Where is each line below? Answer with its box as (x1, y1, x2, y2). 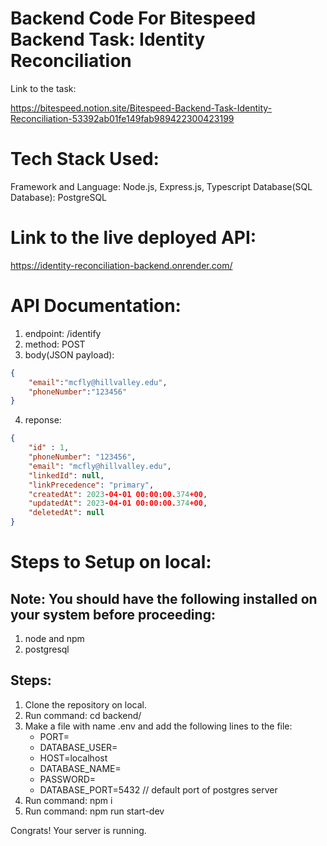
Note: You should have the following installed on (10, 590, 318, 607)
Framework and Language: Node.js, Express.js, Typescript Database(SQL (10, 180, 313, 192)
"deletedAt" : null (28, 508, 105, 518)
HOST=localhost (39, 752, 108, 764)
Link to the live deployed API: (10, 227, 257, 249)
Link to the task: (10, 82, 77, 94)
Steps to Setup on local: (10, 551, 212, 574)
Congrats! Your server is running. (10, 824, 147, 836)
